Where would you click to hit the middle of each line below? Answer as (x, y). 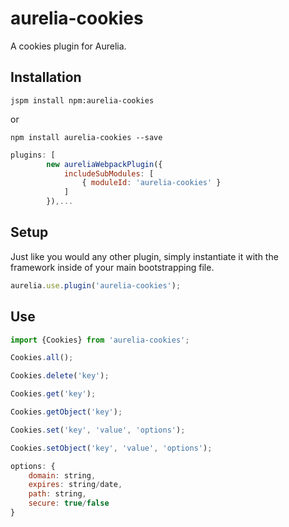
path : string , (57, 494)
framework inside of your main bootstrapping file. (112, 267)
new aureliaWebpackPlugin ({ (104, 164)
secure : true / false (69, 503)
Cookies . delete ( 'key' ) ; (60, 376)
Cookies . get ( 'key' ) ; (53, 394)
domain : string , (62, 475)
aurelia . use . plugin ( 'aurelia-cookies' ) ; (96, 285)
